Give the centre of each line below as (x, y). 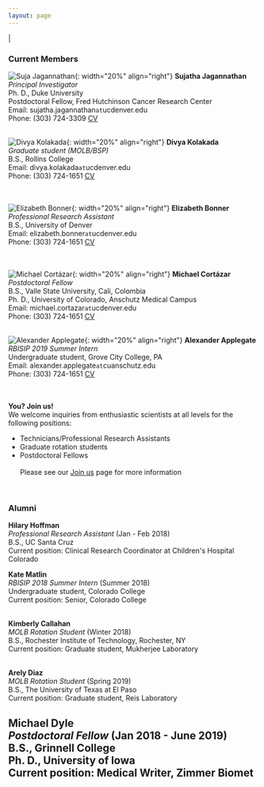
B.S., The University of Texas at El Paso (73, 690)
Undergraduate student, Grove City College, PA (85, 357)
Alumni (23, 507)
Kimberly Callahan (40, 623)
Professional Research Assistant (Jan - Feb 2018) (89, 534)
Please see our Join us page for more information (101, 472)
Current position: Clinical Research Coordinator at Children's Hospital (121, 551)
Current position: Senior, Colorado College (77, 600)
